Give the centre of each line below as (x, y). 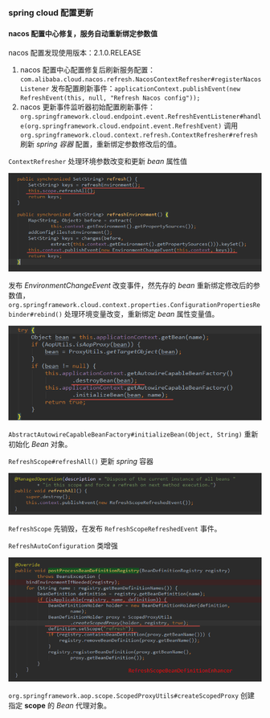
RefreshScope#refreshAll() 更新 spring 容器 (81, 462)
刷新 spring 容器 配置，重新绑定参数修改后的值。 (100, 144)
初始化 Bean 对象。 (40, 445)
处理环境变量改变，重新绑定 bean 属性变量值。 (141, 314)
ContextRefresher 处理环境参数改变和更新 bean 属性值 (98, 162)
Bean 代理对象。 (83, 706)
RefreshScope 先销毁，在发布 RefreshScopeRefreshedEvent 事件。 (115, 529)
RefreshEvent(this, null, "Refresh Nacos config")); (110, 98)
